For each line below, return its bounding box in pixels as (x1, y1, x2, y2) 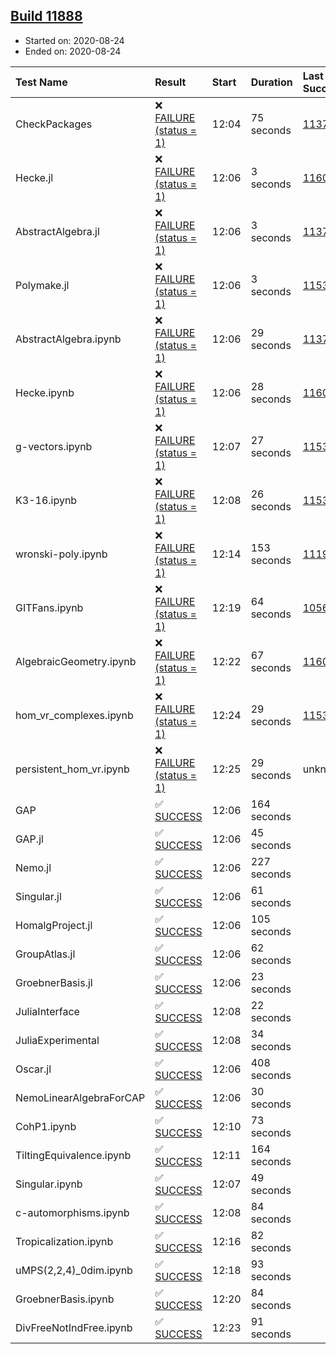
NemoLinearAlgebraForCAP (15, 1090, 146, 1104)
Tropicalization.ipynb (15, 1234, 114, 1248)
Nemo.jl (15, 860, 52, 874)
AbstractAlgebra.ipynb (15, 332, 122, 346)
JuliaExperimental (15, 1033, 100, 1047)
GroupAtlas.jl (15, 947, 76, 961)
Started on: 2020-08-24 (24, 34, 125, 46)
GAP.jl (15, 832, 44, 846)
